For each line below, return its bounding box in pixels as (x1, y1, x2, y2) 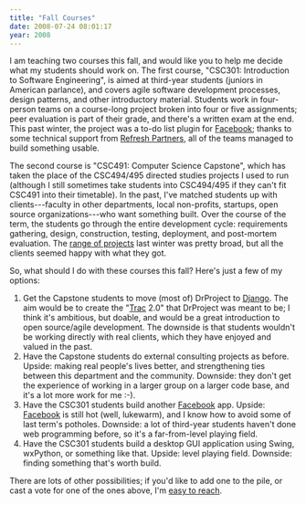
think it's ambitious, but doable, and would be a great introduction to (22, 312, 280, 323)
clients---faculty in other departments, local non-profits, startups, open (9, 199, 279, 210)
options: (9, 275, 41, 286)
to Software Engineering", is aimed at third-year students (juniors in (9, 75, 263, 86)
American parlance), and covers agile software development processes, (9, 84, 281, 96)
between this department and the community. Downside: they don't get (22, 371, 292, 382)
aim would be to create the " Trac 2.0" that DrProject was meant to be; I (22, 302, 290, 313)
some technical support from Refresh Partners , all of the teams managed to (9, 133, 294, 144)
